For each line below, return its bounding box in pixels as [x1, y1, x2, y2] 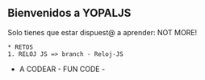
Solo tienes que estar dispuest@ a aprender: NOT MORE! [7, 27, 198, 37]
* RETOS [7, 43, 34, 51]
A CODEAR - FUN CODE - [19, 64, 106, 74]
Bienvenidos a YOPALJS [7, 6, 132, 20]
